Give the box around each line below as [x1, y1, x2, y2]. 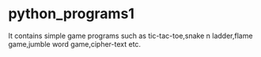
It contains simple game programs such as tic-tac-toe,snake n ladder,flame [8, 31, 253, 40]
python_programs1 [8, 5, 134, 23]
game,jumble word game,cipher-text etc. [8, 39, 141, 48]
